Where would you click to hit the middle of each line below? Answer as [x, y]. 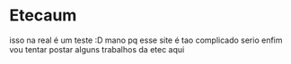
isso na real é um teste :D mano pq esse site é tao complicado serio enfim [146, 40]
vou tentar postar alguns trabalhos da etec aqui [97, 49]
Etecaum [43, 16]
